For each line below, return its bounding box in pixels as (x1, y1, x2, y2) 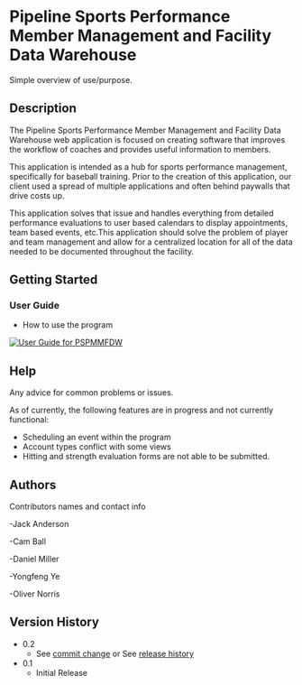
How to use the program (22, 319, 114, 330)
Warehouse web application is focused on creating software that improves (9, 134, 286, 145)
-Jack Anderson (9, 519, 69, 530)
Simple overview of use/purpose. (9, 74, 133, 85)
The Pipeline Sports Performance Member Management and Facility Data (9, 125, 281, 135)
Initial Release (35, 667, 88, 678)
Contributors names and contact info (9, 501, 146, 512)
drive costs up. (9, 190, 65, 200)
